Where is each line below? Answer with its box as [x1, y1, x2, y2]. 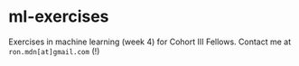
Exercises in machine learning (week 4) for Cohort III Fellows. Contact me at [8, 36, 292, 47]
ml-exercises [8, 6, 109, 27]
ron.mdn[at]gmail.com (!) [8, 45, 100, 56]
